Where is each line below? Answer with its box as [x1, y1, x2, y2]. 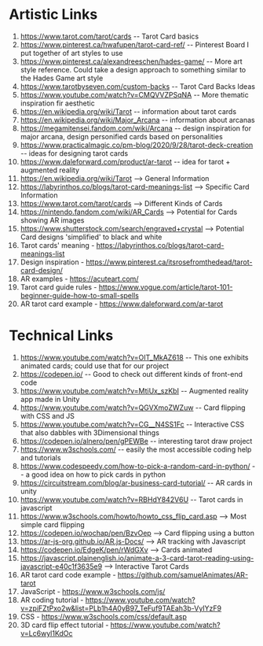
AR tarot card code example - [20, 570, 116, 579]
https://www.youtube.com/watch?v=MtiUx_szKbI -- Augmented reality [20, 386, 249, 395]
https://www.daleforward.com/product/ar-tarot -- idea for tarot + [20, 157, 231, 166]
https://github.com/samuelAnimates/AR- [117, 570, 249, 579]
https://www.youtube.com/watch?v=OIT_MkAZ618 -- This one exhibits [20, 353, 249, 362]
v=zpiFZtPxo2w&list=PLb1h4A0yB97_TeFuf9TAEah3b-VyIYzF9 [20, 604, 222, 613]
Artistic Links [9, 6, 98, 24]
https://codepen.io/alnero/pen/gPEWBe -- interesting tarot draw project [20, 436, 253, 445]
